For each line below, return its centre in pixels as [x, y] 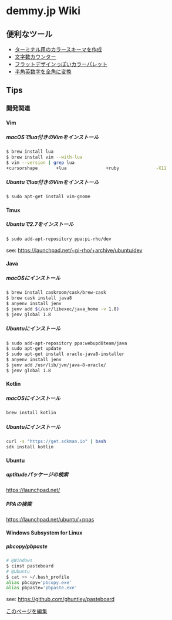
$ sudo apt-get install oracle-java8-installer [65, 354]
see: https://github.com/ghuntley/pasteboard [60, 599]
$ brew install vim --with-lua [44, 157]
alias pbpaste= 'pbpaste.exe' [42, 588]
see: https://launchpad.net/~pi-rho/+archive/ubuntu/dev [74, 250]
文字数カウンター [35, 57]
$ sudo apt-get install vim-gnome [48, 197]
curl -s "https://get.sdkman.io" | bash [56, 442]
